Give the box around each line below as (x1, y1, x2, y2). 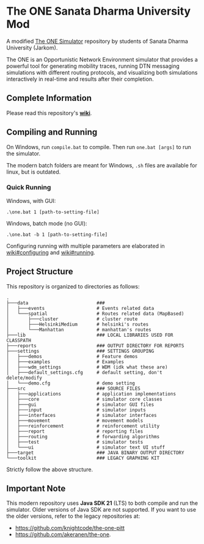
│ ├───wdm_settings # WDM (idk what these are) (6, 364, 168, 370)
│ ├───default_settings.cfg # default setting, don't (6, 369, 163, 375)
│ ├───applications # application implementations (6, 391, 176, 397)
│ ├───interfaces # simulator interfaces (6, 412, 157, 418)
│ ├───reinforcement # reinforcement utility (6, 423, 160, 429)
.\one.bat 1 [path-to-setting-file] (6, 209, 100, 215)
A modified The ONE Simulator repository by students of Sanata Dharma (6, 37, 188, 45)
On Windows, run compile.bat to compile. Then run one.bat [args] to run (6, 143, 191, 150)
